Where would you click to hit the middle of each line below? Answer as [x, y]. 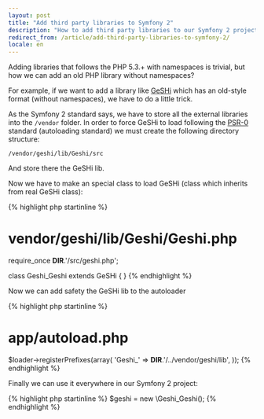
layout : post [29, 15]
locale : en [26, 45]
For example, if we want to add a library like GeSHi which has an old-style [128, 90]
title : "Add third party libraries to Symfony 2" [91, 23]
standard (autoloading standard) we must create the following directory [124, 131]
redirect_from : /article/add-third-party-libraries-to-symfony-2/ [119, 37]
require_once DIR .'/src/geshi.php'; [64, 261]
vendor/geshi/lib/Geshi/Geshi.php [123, 239]
